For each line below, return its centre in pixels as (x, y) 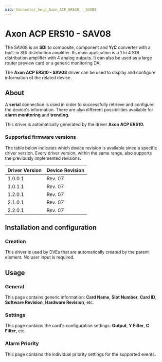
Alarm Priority (22, 343)
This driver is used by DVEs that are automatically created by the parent (77, 252)
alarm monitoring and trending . (37, 115)
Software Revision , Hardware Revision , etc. (50, 302)
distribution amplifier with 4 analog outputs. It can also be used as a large (79, 58)
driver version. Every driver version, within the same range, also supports (79, 153)
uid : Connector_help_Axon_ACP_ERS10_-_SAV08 (51, 10)
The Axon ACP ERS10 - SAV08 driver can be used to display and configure (80, 72)
